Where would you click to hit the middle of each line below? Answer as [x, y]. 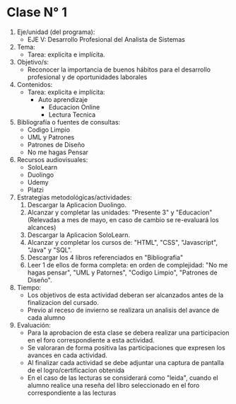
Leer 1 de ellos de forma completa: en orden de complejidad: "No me [128, 265]
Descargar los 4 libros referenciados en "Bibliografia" [105, 257]
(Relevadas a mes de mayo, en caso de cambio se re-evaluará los [123, 219]
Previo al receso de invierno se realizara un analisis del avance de [123, 310]
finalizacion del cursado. [63, 302]
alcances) [42, 227]
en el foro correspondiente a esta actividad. [91, 340]
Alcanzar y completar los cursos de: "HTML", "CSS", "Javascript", [123, 242]
